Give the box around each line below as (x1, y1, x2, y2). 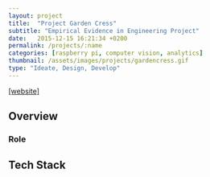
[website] (8, 86, 40, 96)
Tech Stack (8, 158, 66, 172)
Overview (8, 109, 59, 123)
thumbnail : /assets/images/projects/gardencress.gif (8, 57, 189, 65)
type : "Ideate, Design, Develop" (8, 64, 121, 72)
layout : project (8, 11, 63, 20)
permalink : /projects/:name (8, 42, 103, 50)
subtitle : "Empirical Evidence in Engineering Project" (8, 27, 200, 35)
